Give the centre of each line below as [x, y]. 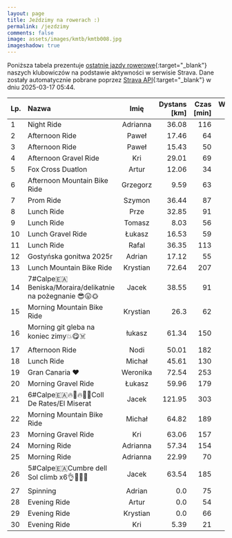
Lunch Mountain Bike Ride [70, 268]
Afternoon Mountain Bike [68, 180]
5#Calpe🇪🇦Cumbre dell [67, 468]
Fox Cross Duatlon [57, 169]
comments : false [30, 33]
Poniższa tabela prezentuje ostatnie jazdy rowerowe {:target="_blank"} [107, 65]
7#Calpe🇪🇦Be [47, 279]
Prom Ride [44, 200]
